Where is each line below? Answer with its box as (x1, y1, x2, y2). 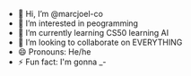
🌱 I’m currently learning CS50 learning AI (17, 28, 169, 38)
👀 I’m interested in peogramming (17, 18, 139, 29)
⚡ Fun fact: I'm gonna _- (17, 56, 107, 67)
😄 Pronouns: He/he (17, 46, 91, 57)
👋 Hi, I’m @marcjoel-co (17, 9, 103, 19)
